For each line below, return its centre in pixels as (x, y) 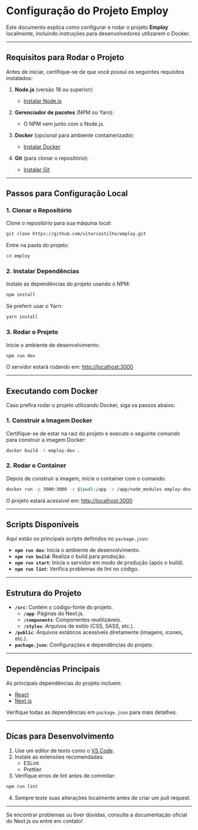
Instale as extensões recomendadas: (59, 757)
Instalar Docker (42, 146)
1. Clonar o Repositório (39, 211)
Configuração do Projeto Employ (88, 11)
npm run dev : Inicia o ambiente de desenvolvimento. (77, 550)
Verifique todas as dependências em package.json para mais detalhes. (92, 712)
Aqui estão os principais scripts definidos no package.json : (77, 539)
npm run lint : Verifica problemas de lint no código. (77, 569)
